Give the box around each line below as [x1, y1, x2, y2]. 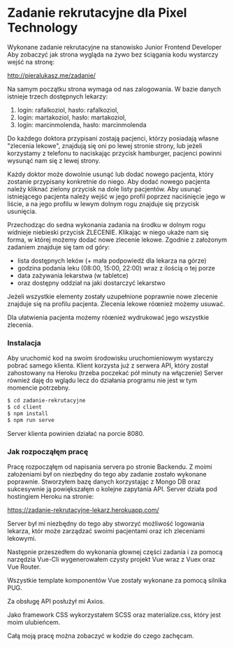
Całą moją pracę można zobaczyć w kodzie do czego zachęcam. [7, 632, 194, 640]
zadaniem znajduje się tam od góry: [7, 242, 110, 251]
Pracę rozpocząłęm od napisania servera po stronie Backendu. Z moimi [7, 463, 212, 471]
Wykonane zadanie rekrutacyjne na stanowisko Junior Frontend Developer [7, 43, 222, 51]
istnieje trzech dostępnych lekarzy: [7, 92, 108, 101]
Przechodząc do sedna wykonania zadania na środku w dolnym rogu [7, 220, 206, 228]
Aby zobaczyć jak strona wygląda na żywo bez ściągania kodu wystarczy [7, 50, 219, 59]
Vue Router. [7, 562, 41, 571]
